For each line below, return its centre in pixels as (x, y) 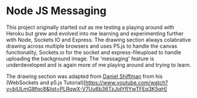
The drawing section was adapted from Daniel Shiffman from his (85, 76)
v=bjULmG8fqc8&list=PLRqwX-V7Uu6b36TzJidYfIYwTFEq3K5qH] (87, 89)
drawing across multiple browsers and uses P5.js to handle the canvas (92, 46)
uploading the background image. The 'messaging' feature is (80, 58)
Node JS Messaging (56, 11)
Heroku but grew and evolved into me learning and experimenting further (95, 33)
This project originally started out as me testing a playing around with (90, 27)
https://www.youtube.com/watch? (127, 82)
